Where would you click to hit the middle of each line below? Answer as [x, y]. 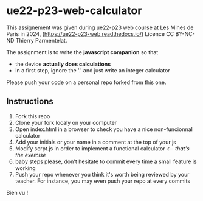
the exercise [30, 155]
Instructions [30, 101]
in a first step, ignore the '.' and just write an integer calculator [92, 70]
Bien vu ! [17, 192]
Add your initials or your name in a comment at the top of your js [95, 142]
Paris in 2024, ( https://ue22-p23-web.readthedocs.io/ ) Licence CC [90, 33]
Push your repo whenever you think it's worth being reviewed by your [102, 174]
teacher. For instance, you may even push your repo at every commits [102, 181]
